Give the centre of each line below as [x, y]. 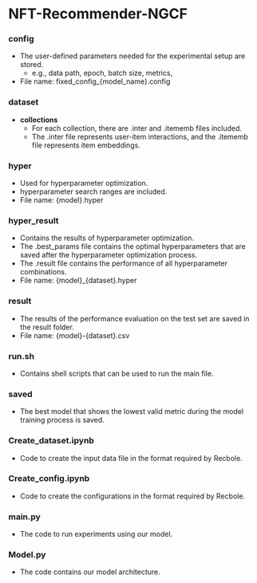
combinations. [43, 272]
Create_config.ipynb [49, 479]
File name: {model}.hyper [61, 200]
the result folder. [47, 327]
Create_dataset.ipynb [51, 441]
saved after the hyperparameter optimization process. [109, 255]
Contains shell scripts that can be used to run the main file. [117, 373]
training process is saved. [62, 420]
